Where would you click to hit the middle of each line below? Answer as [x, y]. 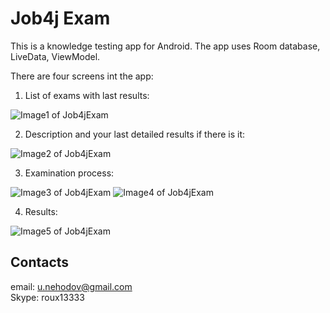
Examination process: [69, 173]
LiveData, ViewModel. [55, 56]
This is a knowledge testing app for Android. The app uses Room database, [165, 46]
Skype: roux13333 [47, 297]
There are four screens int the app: [82, 76]
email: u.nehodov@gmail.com [71, 286]
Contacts [40, 262]
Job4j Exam [60, 18]
